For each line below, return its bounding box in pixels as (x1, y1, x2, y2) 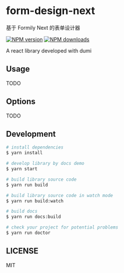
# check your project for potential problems (6, 224, 118, 230)
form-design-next (6, 4, 95, 18)
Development (6, 129, 56, 139)
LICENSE (6, 246, 39, 256)
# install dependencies (6, 144, 64, 150)
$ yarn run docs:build (6, 214, 61, 220)
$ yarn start (6, 166, 38, 172)
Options (6, 96, 36, 106)
